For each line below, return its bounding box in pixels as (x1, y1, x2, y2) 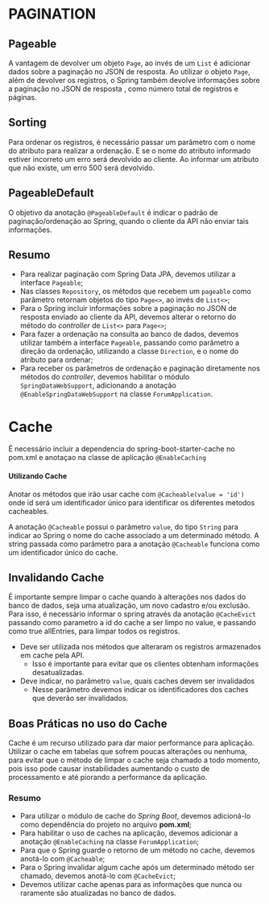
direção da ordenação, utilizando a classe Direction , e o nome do (19, 346, 239, 356)
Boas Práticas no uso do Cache (8, 716, 168, 730)
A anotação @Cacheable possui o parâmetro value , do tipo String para (8, 521, 239, 532)
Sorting (8, 116, 47, 130)
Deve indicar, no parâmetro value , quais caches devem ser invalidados (19, 676, 255, 686)
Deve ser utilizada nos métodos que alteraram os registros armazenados (19, 642, 262, 652)
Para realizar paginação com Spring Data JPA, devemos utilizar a (19, 269, 236, 279)
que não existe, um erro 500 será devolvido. (8, 163, 155, 172)
